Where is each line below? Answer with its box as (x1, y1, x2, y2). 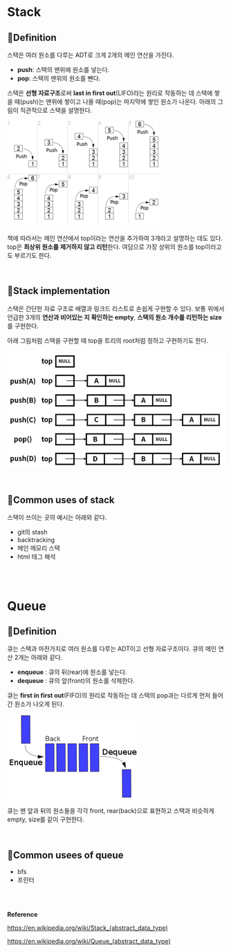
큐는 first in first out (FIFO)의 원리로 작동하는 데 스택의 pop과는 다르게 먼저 (7, 691, 211, 700)
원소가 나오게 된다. (14, 700, 64, 709)
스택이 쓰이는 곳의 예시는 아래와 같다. (7, 513, 107, 522)
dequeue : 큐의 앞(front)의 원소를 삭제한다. (17, 677, 136, 685)
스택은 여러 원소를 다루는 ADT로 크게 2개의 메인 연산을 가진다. (7, 51, 174, 59)
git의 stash (17, 528, 48, 536)
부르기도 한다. (14, 252, 52, 259)
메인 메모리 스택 (17, 544, 60, 552)
